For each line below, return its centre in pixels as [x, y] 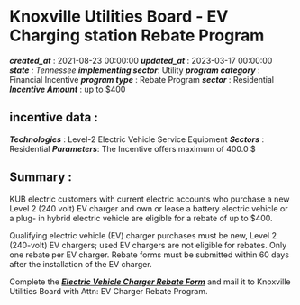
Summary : [41, 177]
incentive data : [54, 117]
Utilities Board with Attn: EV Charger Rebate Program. [109, 291]
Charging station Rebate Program [137, 36]
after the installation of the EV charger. [81, 264]
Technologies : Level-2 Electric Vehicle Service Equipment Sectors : [136, 139]
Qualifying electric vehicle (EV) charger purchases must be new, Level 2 [143, 235]
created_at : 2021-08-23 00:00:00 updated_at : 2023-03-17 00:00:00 [141, 60]
